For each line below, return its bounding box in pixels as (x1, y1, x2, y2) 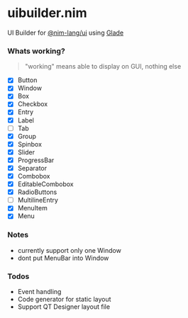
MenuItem (17, 204, 48, 212)
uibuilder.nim (7, 5, 87, 21)
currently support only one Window (17, 246, 122, 254)
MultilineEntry (17, 196, 59, 205)
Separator (17, 164, 48, 172)
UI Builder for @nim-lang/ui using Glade (7, 28, 124, 37)
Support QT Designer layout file (17, 302, 111, 311)
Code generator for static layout (17, 295, 111, 303)
